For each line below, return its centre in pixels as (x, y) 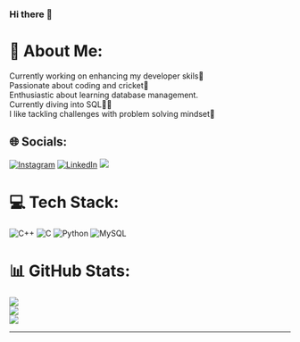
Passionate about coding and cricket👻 (79, 85)
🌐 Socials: (38, 142)
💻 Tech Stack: (64, 202)
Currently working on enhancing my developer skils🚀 (107, 76)
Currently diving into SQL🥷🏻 (61, 104)
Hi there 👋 (31, 14)
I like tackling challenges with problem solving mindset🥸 (112, 113)
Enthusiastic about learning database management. (104, 95)
